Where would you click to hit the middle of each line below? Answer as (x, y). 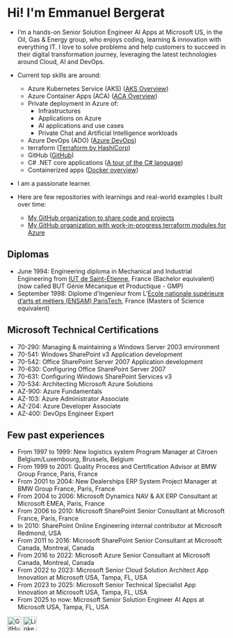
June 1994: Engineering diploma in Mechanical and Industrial (105, 271)
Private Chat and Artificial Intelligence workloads (108, 133)
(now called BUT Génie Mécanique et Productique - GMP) (100, 286)
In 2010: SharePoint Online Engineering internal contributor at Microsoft (120, 526)
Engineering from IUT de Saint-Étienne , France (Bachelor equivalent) (116, 278)
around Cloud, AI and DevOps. (61, 61)
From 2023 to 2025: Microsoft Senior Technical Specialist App (106, 585)
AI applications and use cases (81, 125)
